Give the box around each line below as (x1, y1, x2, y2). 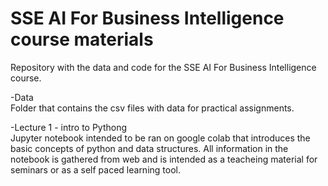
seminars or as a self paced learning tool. (10, 163, 181, 176)
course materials (10, 28, 154, 51)
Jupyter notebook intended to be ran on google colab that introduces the (10, 132, 311, 144)
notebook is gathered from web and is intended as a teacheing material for (10, 153, 318, 165)
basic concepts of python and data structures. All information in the (10, 142, 289, 154)
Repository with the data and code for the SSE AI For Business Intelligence (10, 61, 317, 73)
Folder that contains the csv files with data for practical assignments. (10, 102, 295, 114)
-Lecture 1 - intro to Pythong (10, 121, 128, 133)
